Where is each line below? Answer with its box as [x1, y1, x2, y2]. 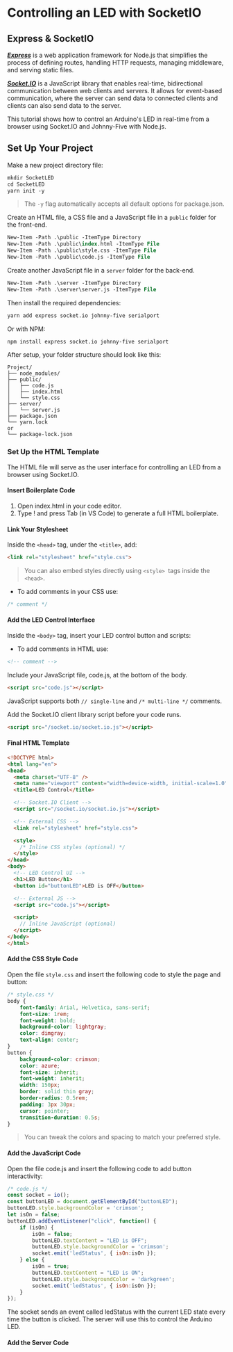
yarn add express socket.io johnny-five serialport [7, 312, 159, 319]
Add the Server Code [7, 1338, 69, 1346]
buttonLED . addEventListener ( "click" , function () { [7, 1217, 157, 1225]
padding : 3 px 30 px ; [19, 1101, 76, 1108]
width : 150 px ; [19, 1081, 60, 1089]
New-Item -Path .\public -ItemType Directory [7, 234, 141, 241]
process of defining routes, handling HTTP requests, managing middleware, [7, 58, 224, 67]
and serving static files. [7, 66, 74, 74]
